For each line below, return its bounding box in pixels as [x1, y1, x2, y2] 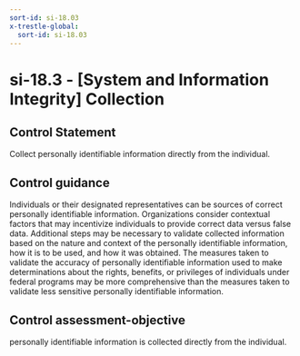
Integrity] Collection [9, 88, 165, 109]
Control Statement [9, 124, 116, 140]
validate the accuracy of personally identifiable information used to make [9, 257, 283, 268]
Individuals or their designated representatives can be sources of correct [9, 199, 284, 210]
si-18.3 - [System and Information [9, 69, 270, 90]
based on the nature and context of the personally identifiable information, [9, 238, 288, 249]
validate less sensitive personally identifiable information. [9, 286, 225, 297]
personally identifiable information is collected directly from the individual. [9, 337, 287, 347]
